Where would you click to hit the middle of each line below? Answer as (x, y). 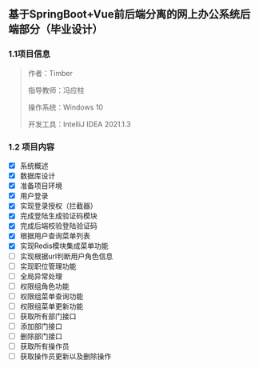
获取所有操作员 (44, 346)
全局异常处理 (41, 276)
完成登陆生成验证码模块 (58, 216)
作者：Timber (50, 73)
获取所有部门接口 (48, 316)
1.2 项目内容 (32, 146)
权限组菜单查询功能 (52, 296)
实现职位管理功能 (48, 266)
